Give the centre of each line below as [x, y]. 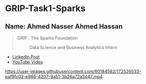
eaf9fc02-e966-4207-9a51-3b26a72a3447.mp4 [54, 76]
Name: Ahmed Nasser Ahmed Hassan [64, 26]
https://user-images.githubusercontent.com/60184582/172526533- [73, 71]
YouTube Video [27, 62]
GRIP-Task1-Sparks [45, 8]
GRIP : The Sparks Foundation [48, 38]
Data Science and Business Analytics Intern [73, 47]
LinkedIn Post [26, 57]
